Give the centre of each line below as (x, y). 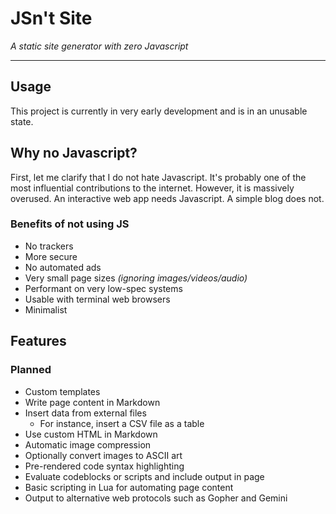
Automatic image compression (88, 444)
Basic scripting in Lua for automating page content (129, 487)
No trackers (49, 246)
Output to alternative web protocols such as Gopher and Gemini (156, 498)
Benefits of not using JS (70, 224)
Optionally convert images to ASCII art (103, 455)
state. (22, 121)
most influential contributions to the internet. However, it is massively (152, 188)
